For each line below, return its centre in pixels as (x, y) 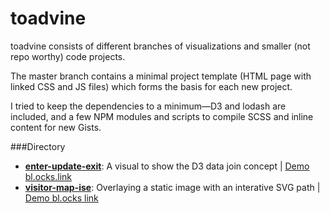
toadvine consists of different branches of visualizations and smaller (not (160, 46)
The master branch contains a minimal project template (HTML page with (161, 76)
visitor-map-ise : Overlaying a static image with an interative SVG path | (172, 187)
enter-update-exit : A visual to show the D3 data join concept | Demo (167, 166)
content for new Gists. (56, 127)
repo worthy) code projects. (68, 56)
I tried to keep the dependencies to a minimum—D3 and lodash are (148, 106)
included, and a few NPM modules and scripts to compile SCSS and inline (162, 116)
